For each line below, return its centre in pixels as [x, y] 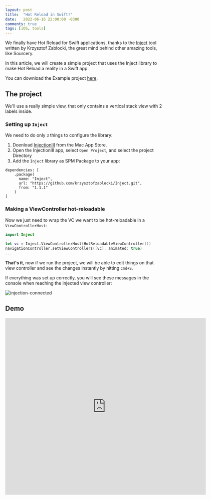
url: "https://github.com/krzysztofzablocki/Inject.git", [80, 184]
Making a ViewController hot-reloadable [55, 209]
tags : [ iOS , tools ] [26, 29]
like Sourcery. [19, 54]
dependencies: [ [22, 170]
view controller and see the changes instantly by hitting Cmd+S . [69, 268]
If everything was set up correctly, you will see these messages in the [77, 278]
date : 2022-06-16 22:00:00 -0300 [42, 19]
